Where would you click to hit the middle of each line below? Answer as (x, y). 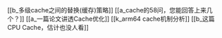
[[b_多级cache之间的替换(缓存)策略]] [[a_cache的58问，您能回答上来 (107, 10)
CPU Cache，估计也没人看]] (48, 27)
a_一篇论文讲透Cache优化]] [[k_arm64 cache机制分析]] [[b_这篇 (123, 19)
